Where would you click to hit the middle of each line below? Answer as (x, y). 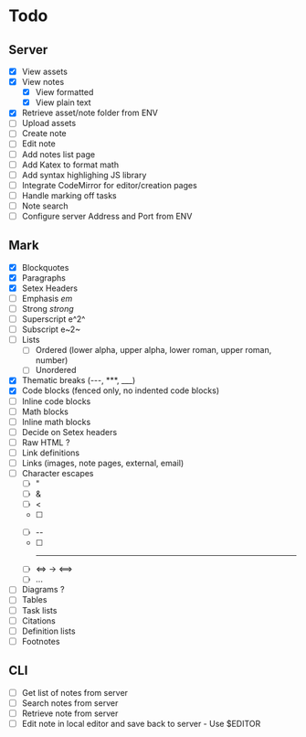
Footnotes (41, 641)
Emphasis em (47, 298)
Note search (45, 206)
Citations (38, 620)
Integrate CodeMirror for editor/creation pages (109, 185)
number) (52, 360)
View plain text (63, 102)
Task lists (39, 610)
